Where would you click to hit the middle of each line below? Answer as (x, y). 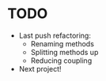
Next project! (40, 68)
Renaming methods (62, 43)
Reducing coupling (61, 61)
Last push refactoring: (55, 35)
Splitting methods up (64, 52)
